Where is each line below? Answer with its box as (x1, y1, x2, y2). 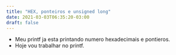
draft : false (6, 20, 39, 25)
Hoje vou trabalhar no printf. (14, 42, 85, 49)
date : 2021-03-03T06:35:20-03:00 (6, 14, 90, 20)
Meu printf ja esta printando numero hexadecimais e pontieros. (14, 36, 171, 43)
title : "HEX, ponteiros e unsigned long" (6, 8, 111, 15)
